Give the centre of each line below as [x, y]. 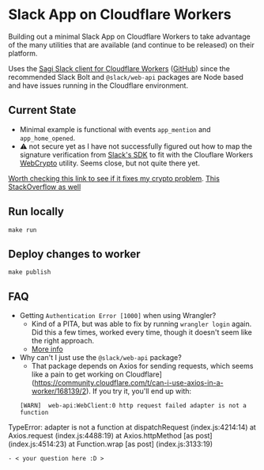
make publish [30, 272]
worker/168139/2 [59, 391]
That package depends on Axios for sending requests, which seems [142, 366]
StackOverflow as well [45, 187]
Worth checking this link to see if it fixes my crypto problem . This [114, 178]
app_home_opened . [47, 138]
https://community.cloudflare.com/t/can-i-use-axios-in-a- [129, 383]
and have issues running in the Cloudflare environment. [98, 85]
